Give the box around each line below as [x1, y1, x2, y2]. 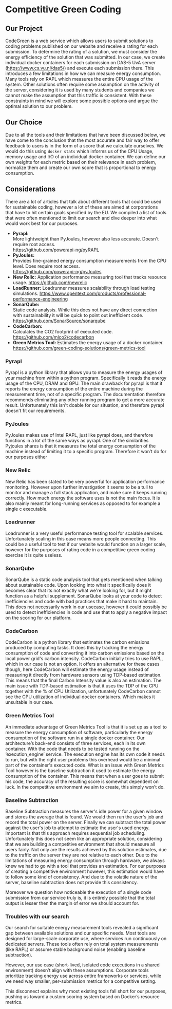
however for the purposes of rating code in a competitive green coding [5, 546, 156, 553]
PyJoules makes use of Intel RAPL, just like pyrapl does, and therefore [5, 432, 153, 438]
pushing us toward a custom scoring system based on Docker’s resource [5, 994, 160, 1000]
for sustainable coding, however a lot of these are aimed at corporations [5, 204, 158, 210]
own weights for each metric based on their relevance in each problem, [5, 159, 157, 165]
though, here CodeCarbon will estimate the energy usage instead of [5, 666, 149, 672]
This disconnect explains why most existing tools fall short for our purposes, [5, 988, 167, 995]
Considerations [5, 185, 56, 194]
